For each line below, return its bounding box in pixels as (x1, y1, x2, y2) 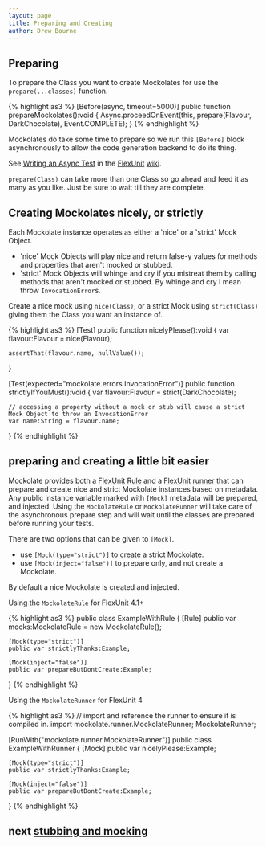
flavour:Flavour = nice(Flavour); (8, 334, 112, 343)
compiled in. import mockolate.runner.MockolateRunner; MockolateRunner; (8, 719, 256, 729)
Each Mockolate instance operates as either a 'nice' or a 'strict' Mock (8, 227, 237, 237)
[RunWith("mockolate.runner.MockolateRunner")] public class (8, 734, 212, 744)
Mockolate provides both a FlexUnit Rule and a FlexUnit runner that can (8, 476, 244, 485)
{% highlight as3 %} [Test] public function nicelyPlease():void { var (8, 325, 230, 334)
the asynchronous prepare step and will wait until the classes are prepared (8, 509, 255, 519)
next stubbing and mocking (8, 824, 148, 838)
